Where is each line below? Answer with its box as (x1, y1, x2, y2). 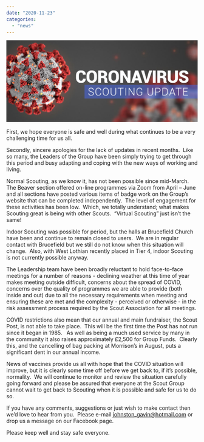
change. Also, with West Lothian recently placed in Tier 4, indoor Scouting (6, 247, 193, 255)
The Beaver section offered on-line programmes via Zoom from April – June (6, 184, 196, 192)
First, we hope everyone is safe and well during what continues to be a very (6, 128, 196, 136)
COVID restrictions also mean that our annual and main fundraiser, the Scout (6, 316, 197, 323)
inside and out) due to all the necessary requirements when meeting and (6, 292, 188, 299)
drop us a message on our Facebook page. (6, 417, 114, 425)
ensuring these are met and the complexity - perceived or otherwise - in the (6, 298, 196, 305)
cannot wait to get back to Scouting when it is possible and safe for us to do (6, 386, 197, 393)
